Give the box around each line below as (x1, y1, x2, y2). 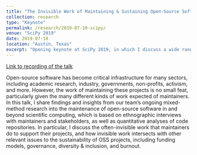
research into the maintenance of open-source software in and (26, 105, 178, 112)
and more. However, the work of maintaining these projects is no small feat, (6, 86, 189, 94)
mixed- (163, 99, 181, 106)
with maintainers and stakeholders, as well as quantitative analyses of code (6, 118, 189, 125)
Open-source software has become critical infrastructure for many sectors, (6, 74, 188, 81)
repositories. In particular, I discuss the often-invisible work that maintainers (6, 123, 189, 130)
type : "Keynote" (6, 19, 46, 25)
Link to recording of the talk (6, 63, 73, 70)
